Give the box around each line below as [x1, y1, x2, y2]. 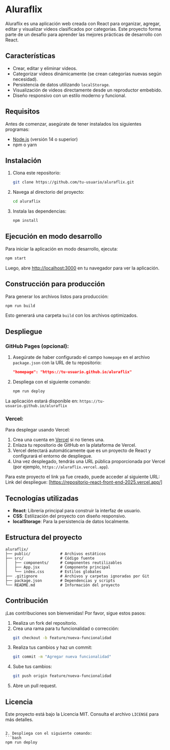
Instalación [5, 156, 42, 165]
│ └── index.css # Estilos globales [5, 569, 102, 574]
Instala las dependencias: [12, 208, 66, 214]
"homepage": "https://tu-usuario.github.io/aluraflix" [12, 370, 132, 375]
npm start [5, 256, 27, 261]
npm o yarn [12, 142, 37, 148]
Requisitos [5, 107, 40, 116]
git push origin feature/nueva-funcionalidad [12, 673, 111, 678]
